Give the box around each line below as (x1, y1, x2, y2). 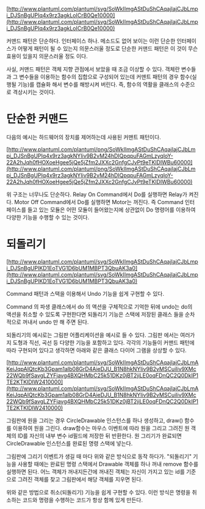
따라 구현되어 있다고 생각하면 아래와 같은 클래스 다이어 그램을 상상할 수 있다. (6, 346, 187, 354)
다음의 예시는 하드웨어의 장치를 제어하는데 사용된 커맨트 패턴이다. (6, 133, 162, 141)
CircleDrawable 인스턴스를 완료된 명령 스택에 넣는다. (6, 439, 133, 447)
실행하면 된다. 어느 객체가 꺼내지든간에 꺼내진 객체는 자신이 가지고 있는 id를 (6, 467, 185, 475)
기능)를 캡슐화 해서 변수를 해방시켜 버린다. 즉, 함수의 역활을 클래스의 (17, 81, 179, 88)
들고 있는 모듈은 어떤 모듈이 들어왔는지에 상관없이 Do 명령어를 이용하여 (27, 206, 196, 213)
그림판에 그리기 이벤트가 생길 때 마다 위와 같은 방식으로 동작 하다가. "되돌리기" (6, 452, 192, 460)
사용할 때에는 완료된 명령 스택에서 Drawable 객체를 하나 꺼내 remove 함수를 (17, 460, 199, 467)
